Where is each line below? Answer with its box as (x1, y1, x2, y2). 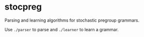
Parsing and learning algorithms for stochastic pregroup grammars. (4, 17, 140, 23)
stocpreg (4, 1, 42, 12)
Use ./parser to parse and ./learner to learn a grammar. (4, 26, 119, 32)
